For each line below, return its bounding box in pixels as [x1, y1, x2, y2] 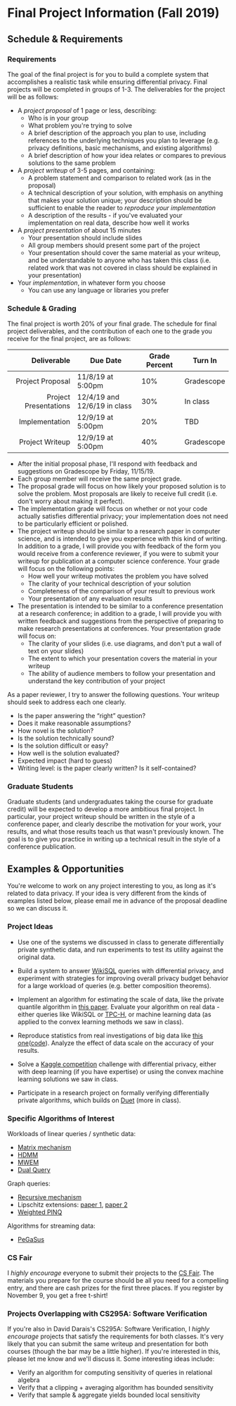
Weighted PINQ [17, 1207, 63, 1216]
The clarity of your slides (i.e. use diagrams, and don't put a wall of [27, 639, 222, 648]
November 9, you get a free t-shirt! [7, 1291, 108, 1300]
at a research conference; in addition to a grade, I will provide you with [17, 610, 222, 618]
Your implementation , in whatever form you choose [17, 278, 166, 287]
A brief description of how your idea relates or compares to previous [27, 151, 227, 159]
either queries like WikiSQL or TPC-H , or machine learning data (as [17, 1010, 212, 1018]
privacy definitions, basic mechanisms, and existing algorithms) [27, 143, 212, 152]
